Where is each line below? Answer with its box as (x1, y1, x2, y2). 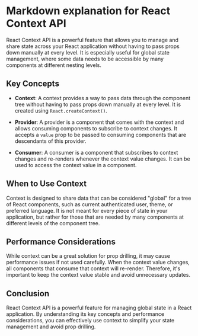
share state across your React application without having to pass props (6, 43, 180, 50)
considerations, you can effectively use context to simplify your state (6, 317, 175, 324)
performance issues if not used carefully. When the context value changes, (6, 259, 190, 266)
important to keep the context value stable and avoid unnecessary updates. (6, 271, 191, 279)
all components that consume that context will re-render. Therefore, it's (6, 265, 181, 272)
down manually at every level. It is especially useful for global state (6, 49, 170, 56)
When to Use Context (6, 179, 87, 189)
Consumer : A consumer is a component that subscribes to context (14, 149, 178, 156)
